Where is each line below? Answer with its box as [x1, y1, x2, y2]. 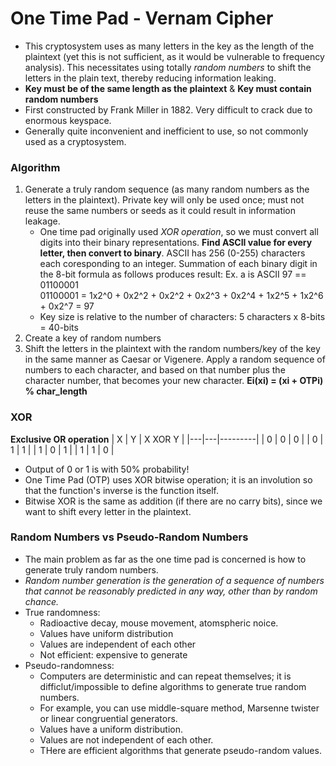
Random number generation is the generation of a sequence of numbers [24, 574, 325, 586]
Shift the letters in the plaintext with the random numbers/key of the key [24, 343, 321, 355]
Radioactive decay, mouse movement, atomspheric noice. [39, 617, 279, 629]
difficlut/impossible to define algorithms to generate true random [39, 680, 307, 692]
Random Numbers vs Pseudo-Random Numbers [10, 530, 249, 544]
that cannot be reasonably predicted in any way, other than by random [24, 585, 318, 597]
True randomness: [24, 606, 101, 618]
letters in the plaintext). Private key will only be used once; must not [24, 194, 305, 206]
